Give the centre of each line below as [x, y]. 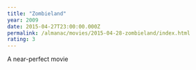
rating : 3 [21, 40]
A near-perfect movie [38, 59]
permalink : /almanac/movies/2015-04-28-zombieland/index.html [99, 33]
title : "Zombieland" [37, 14]
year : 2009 [23, 20]
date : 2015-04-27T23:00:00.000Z [54, 26]
